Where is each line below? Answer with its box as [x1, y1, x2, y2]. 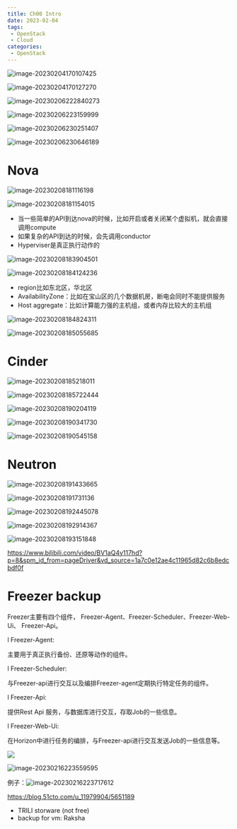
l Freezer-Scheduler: [7, 664, 67, 673]
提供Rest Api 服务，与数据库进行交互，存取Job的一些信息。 [7, 707, 181, 716]
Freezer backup [7, 588, 101, 604]
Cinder [7, 354, 48, 369]
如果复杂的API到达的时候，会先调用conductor [17, 231, 151, 240]
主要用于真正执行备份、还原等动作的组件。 [7, 650, 132, 659]
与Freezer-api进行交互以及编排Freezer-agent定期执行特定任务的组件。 [7, 678, 212, 687]
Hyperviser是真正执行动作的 [17, 240, 100, 249]
